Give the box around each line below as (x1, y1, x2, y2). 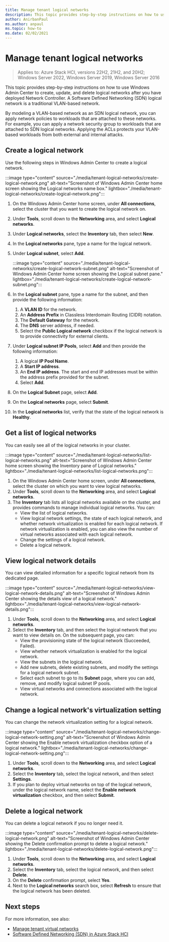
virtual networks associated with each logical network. (20, 531, 133, 537)
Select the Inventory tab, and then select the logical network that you (12, 627, 157, 633)
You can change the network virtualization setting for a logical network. (5, 719, 153, 725)
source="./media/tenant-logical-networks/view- (56, 585, 156, 591)
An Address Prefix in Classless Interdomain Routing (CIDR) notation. (20, 311, 162, 318)
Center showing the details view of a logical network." (5, 596, 117, 602)
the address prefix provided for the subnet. (20, 374, 110, 380)
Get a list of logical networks (5, 429, 97, 437)
